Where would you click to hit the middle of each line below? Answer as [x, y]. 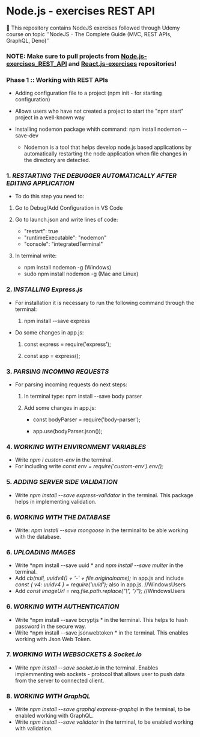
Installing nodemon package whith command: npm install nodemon [98, 129]
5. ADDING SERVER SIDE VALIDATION [62, 482]
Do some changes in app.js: [49, 332]
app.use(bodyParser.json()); [68, 431]
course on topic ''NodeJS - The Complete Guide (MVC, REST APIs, [89, 34]
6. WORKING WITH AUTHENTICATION [63, 607]
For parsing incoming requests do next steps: [71, 384]
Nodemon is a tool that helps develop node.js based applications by [108, 147]
